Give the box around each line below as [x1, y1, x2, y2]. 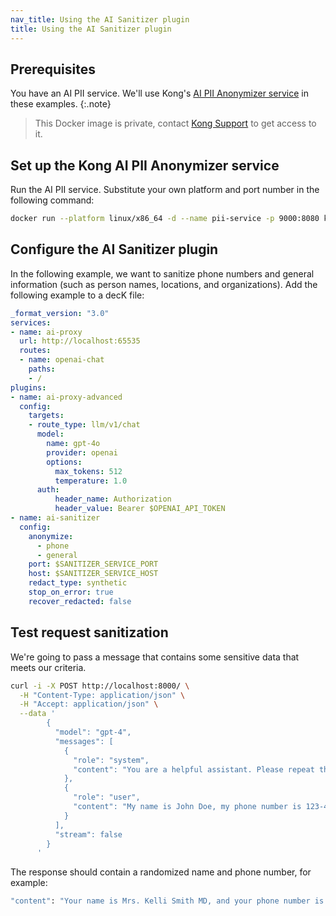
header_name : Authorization [54, 494, 172, 505]
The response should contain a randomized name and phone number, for [10, 866, 312, 878]
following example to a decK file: [10, 289, 145, 301]
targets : [28, 411, 65, 421]
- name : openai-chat [19, 355, 105, 365]
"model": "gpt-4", [54, 727, 132, 737]
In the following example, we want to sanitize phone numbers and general [10, 267, 315, 280]
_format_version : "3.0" [10, 308, 110, 318]
